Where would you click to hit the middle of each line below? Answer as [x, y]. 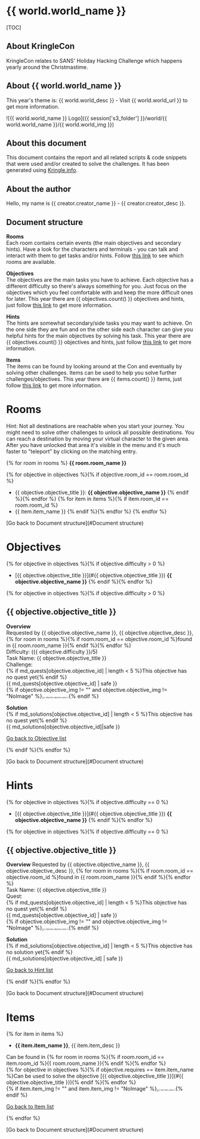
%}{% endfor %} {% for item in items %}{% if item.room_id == [92, 498]
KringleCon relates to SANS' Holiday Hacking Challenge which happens [94, 60]
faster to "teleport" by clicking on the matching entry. [72, 451]
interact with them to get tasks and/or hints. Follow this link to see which [95, 255]
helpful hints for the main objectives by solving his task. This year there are [99, 336]
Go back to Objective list [36, 738]
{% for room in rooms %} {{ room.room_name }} [67, 463]
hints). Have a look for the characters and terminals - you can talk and [92, 249]
